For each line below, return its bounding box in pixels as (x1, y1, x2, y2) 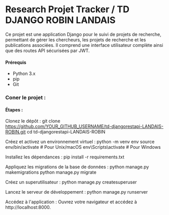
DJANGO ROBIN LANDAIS (5, 14, 116, 26)
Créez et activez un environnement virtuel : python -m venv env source (5, 139, 155, 145)
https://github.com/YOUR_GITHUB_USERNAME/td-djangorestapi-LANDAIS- (5, 123, 164, 129)
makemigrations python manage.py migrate (5, 169, 97, 175)
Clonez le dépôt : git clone (5, 118, 61, 124)
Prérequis (5, 59, 26, 65)
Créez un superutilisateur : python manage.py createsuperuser (5, 179, 137, 185)
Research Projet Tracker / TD (5, 4, 130, 15)
